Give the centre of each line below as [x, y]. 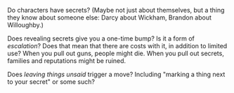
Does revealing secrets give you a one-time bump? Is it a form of [101, 38]
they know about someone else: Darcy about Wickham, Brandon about [110, 17]
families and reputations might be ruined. [67, 61]
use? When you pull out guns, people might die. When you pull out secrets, [116, 53]
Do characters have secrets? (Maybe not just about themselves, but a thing [116, 10]
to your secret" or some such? [51, 82]
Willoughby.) [26, 25]
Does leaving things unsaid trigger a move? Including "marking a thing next [116, 74]
